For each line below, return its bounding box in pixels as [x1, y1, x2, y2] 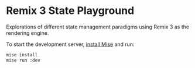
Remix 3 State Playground [6, 4, 135, 17]
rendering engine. [6, 29, 49, 36]
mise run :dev [6, 57, 41, 63]
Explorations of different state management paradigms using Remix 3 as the [6, 23, 189, 30]
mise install [6, 52, 38, 58]
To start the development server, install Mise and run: [6, 41, 135, 48]
